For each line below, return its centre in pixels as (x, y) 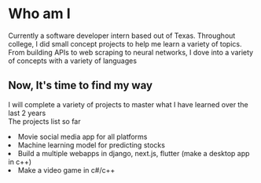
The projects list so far (44, 121)
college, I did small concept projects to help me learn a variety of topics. (125, 43)
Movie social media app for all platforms (83, 136)
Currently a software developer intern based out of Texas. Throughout (122, 35)
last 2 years (27, 113)
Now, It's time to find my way (81, 86)
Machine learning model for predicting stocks (92, 145)
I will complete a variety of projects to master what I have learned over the (129, 104)
